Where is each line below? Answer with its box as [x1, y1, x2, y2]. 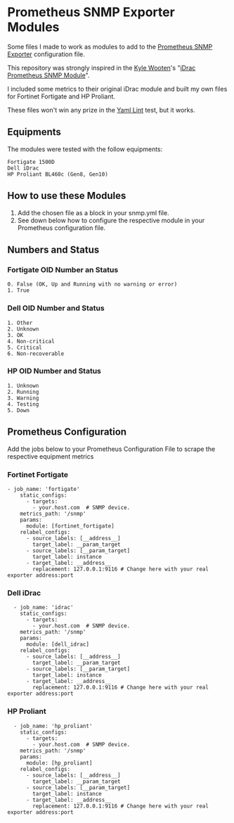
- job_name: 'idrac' [13, 604, 74, 611]
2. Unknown [7, 325, 39, 333]
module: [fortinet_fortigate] [25, 522, 115, 530]
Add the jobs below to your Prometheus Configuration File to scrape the [7, 445, 216, 453]
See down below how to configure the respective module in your [17, 216, 205, 224]
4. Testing [7, 400, 39, 408]
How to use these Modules [7, 190, 126, 202]
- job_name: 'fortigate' [7, 485, 80, 492]
